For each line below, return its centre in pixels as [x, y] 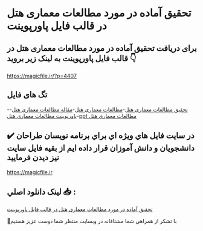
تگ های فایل [27, 95]
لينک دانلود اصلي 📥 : [41, 192]
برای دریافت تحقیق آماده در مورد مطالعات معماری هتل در [102, 48]
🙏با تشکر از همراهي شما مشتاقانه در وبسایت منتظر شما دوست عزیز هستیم [92, 221]
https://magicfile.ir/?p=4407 [42, 76]
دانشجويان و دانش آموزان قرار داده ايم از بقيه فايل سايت [101, 148]
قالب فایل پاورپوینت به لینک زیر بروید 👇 [72, 58]
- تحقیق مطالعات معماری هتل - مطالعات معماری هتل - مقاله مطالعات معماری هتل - [97, 109]
